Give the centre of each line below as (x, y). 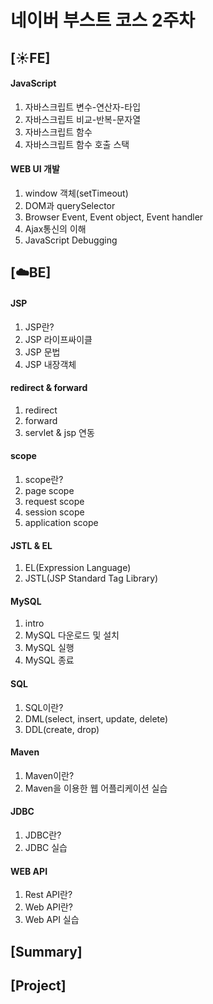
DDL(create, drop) (62, 729)
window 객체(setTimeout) (76, 193)
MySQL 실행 (49, 648)
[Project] (38, 985)
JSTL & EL (31, 545)
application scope (61, 522)
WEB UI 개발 (35, 169)
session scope (54, 512)
